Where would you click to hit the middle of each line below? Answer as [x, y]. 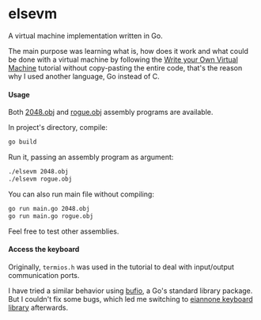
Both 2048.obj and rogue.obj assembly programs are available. [111, 112]
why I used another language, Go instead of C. [84, 76]
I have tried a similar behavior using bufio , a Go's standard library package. [130, 291]
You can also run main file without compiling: [81, 194]
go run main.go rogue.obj [51, 216]
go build [23, 142]
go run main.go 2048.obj [49, 208]
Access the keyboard [44, 250]
